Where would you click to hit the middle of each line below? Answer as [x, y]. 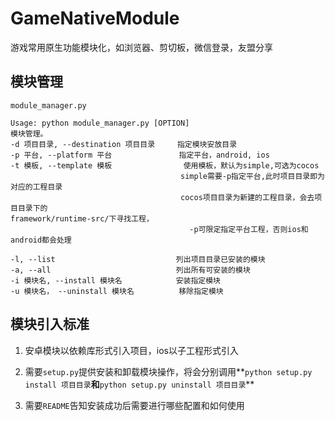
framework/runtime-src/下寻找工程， [82, 218]
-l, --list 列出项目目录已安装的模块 [138, 259]
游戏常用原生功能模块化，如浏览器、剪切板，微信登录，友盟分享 [141, 47]
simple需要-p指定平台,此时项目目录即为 [252, 176]
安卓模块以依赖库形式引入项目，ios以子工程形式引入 [131, 350]
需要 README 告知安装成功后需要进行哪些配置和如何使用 [134, 405]
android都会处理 [41, 240]
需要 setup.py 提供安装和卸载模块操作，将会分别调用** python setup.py [168, 371]
